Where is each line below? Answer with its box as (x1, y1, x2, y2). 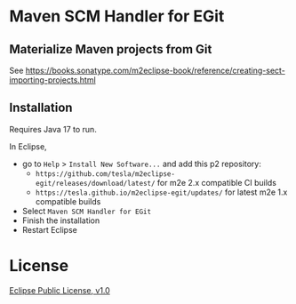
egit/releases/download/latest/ (35, 179, 156, 188)
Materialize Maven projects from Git (9, 42, 212, 57)
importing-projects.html (9, 75, 96, 85)
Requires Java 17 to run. (9, 124, 98, 134)
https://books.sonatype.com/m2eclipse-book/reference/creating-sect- (25, 65, 286, 76)
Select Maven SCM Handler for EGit (21, 205, 152, 216)
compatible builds (35, 196, 101, 206)
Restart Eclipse (21, 224, 77, 235)
